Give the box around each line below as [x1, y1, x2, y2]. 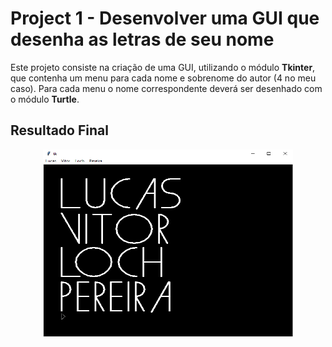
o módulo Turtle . [10, 93, 80, 105]
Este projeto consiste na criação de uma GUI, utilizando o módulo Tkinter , [10, 61, 316, 73]
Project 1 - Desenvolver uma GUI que [10, 7, 320, 30]
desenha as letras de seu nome [10, 28, 275, 51]
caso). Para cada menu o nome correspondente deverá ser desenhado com [10, 82, 323, 94]
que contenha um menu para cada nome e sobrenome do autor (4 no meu [10, 72, 317, 84]
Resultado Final [10, 122, 109, 139]
